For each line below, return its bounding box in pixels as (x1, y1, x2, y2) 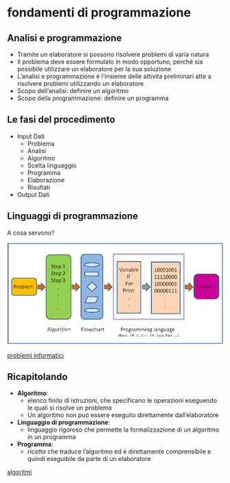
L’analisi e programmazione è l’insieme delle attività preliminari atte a (16, 72, 211, 80)
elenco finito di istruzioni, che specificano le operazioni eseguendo (27, 397, 218, 405)
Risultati (27, 183, 50, 191)
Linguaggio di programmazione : (16, 419, 111, 427)
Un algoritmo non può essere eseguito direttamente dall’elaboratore (27, 411, 219, 419)
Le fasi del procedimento (7, 114, 115, 126)
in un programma (27, 433, 76, 441)
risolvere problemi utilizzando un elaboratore (16, 80, 144, 87)
